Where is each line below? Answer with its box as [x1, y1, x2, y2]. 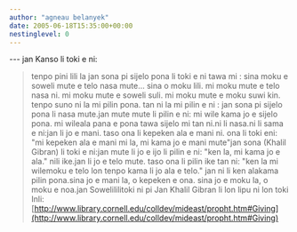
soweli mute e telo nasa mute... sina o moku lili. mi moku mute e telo [30, 81, 280, 92]
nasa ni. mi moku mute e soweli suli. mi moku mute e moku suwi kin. [30, 90, 281, 100]
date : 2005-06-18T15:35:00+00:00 [9, 21, 133, 30]
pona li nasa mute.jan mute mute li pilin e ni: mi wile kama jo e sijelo [30, 108, 278, 120]
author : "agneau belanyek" [9, 12, 109, 22]
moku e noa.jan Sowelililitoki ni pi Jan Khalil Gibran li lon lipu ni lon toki [30, 184, 289, 196]
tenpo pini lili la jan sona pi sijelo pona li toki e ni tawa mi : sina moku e [30, 71, 289, 82]
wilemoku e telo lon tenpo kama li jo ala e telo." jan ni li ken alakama [30, 165, 279, 176]
